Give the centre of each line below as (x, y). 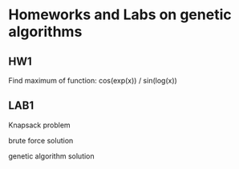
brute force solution (41, 140)
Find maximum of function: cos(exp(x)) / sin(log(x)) (93, 80)
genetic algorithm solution (51, 156)
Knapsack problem (39, 125)
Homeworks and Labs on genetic (120, 15)
